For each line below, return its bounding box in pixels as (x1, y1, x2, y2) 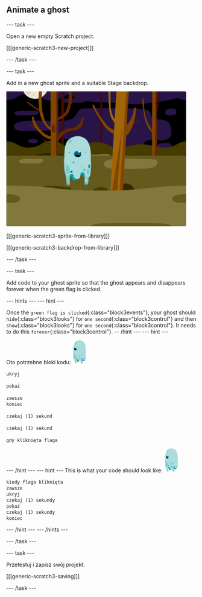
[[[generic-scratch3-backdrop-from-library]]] (6, 244, 119, 251)
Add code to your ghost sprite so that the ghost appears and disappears (6, 279, 186, 286)
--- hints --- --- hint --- (6, 297, 65, 304)
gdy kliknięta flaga (6, 437, 58, 443)
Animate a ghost (6, 5, 69, 15)
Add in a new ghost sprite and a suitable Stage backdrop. (6, 79, 149, 86)
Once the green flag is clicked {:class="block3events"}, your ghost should (6, 309, 196, 316)
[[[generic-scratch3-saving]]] (6, 572, 80, 580)
